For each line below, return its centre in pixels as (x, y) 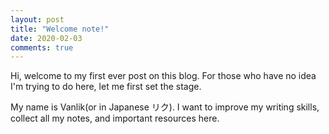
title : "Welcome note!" (60, 29)
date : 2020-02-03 (46, 38)
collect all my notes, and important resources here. (115, 118)
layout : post (37, 19)
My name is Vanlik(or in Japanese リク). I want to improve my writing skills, (165, 107)
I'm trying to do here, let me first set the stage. (106, 87)
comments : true (42, 47)
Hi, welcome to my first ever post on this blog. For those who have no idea (163, 76)
